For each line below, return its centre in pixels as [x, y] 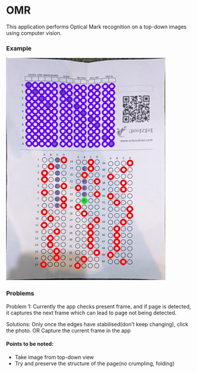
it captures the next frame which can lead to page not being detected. [91, 313]
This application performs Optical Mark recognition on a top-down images [96, 27]
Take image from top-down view [54, 357]
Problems [20, 294]
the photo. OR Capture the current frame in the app [69, 330]
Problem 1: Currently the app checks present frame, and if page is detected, [98, 306]
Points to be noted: [30, 344]
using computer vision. [34, 33]
